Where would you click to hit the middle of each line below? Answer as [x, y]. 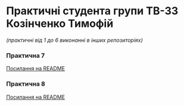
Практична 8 [26, 84]
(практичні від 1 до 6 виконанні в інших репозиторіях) [74, 40]
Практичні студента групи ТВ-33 [92, 11]
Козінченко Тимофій [60, 24]
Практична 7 [26, 55]
